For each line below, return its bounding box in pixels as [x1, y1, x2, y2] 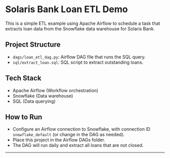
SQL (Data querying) [12, 98, 56, 104]
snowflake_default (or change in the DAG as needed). [12, 132, 125, 138]
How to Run [5, 112, 42, 121]
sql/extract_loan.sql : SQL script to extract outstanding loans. [12, 59, 144, 65]
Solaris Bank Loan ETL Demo [5, 4, 128, 15]
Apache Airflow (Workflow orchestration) [12, 87, 99, 93]
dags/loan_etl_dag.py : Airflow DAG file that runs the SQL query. [12, 54, 146, 60]
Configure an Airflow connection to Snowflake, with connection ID [12, 126, 151, 132]
